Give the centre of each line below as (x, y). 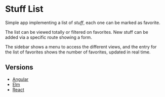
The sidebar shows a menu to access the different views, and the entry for (81, 47)
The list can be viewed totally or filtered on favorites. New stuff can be (77, 32)
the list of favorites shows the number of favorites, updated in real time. (78, 52)
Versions (19, 67)
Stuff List (24, 9)
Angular (20, 79)
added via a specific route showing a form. (49, 37)
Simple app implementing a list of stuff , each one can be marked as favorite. (83, 23)
